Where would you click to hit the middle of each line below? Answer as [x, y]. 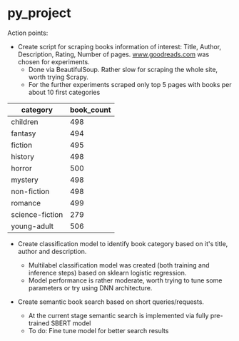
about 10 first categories [64, 92]
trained [39, 323]
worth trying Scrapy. [59, 77]
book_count [91, 110]
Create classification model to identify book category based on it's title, [123, 243]
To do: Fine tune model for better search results [98, 330]
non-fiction [30, 191]
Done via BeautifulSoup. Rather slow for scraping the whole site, [123, 69]
